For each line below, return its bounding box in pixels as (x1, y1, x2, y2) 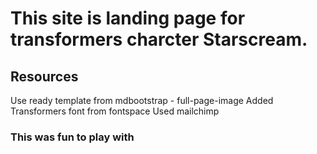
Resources (10, 68, 79, 85)
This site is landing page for (10, 7, 246, 30)
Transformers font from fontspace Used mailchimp (10, 105, 220, 117)
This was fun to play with (10, 130, 135, 144)
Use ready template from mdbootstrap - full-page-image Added (10, 95, 274, 106)
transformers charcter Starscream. (10, 28, 308, 51)
